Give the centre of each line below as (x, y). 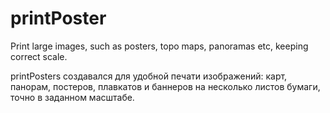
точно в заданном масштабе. (72, 97)
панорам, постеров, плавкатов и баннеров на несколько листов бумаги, (165, 86)
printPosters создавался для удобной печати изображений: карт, (149, 76)
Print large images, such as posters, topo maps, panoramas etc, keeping (159, 46)
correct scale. (39, 56)
